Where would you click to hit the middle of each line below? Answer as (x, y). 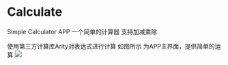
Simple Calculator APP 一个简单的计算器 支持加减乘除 (82, 31)
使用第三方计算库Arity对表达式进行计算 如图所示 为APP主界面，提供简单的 (111, 46)
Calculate (35, 12)
